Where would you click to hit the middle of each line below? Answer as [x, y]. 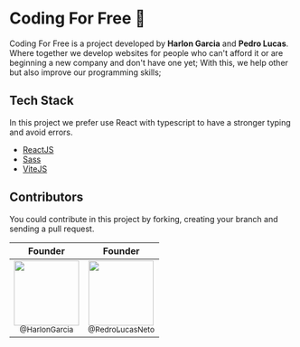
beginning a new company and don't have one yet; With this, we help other [149, 62]
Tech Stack [42, 101]
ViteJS [35, 169]
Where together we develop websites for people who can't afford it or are [146, 52]
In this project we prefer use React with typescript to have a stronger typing [150, 122]
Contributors [47, 197]
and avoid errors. [41, 132]
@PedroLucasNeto [122, 330]
